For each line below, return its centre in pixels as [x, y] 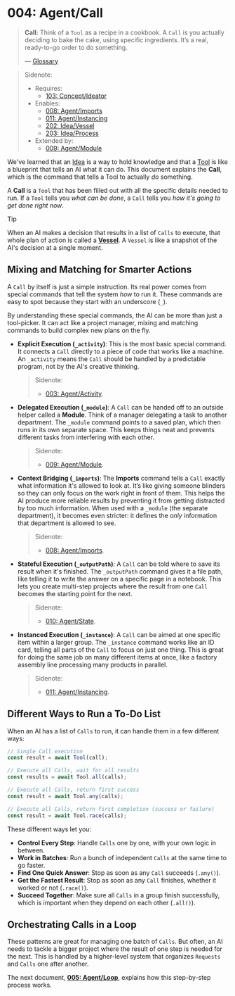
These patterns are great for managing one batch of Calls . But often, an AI [115, 942]
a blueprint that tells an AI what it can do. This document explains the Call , [115, 169]
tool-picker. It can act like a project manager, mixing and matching [103, 322]
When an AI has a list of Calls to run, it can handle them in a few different [113, 731]
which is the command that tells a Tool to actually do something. [100, 177]
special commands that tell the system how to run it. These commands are [115, 294]
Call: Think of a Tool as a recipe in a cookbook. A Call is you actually [124, 32]
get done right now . [36, 205]
